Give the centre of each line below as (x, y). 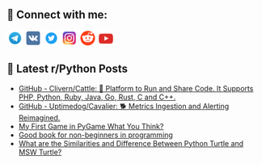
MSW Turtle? (40, 152)
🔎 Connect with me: (57, 15)
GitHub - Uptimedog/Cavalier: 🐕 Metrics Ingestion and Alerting (124, 106)
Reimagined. (39, 117)
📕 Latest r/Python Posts (68, 69)
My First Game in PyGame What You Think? (91, 126)
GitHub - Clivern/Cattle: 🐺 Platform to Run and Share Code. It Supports (136, 88)
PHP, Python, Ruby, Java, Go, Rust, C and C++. (97, 97)
